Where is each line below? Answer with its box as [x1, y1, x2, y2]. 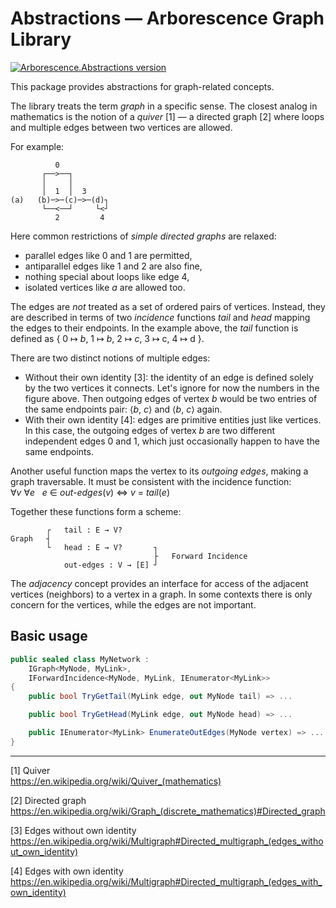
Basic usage [10, 628, 88, 645]
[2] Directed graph [10, 794, 87, 806]
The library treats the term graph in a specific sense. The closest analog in [10, 100, 318, 112]
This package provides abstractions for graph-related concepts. [10, 80, 275, 92]
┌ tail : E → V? [46, 525, 123, 535]
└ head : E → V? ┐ [46, 542, 159, 552]
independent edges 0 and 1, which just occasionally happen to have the [24, 435, 320, 447]
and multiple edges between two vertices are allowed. [10, 121, 233, 133]
